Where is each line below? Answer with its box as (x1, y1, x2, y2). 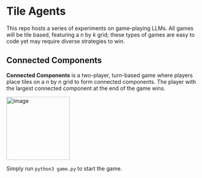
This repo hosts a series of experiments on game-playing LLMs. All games (6, 24, 194, 32)
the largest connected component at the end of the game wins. (6, 84, 166, 92)
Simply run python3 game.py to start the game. (6, 165, 122, 172)
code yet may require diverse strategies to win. (6, 37, 125, 45)
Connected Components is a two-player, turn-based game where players (6, 72, 193, 79)
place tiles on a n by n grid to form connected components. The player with (6, 78, 196, 85)
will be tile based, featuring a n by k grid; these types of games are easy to (6, 31, 195, 38)
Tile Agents (6, 4, 66, 18)
